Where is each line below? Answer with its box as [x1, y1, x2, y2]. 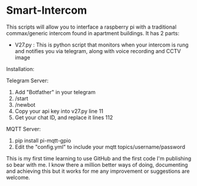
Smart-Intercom [6, 4, 87, 17]
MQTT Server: [6, 125, 41, 132]
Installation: [6, 65, 35, 72]
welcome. [6, 173, 30, 181]
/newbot [14, 101, 36, 108]
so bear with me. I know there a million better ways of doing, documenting [6, 161, 189, 168]
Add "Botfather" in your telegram [14, 88, 96, 95]
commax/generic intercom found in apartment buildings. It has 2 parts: [6, 29, 180, 36]
